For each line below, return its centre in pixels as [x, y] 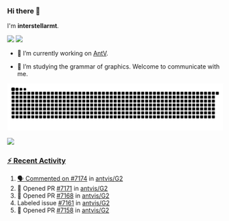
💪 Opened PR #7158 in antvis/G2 [63, 210]
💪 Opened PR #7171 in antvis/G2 [62, 189]
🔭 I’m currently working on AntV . [62, 54]
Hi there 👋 [24, 11]
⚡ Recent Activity [37, 161]
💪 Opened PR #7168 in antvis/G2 [63, 196]
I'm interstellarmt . [33, 26]
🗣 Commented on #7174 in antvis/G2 [70, 178]
